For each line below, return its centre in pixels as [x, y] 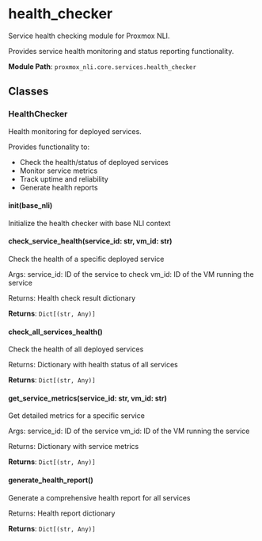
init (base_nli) [30, 205]
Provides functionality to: [49, 147]
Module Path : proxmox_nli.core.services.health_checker [102, 66]
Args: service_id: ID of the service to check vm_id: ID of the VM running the [131, 274]
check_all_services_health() [55, 332]
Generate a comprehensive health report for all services [99, 497]
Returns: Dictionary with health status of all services [93, 365]
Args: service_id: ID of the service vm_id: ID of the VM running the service [129, 431]
